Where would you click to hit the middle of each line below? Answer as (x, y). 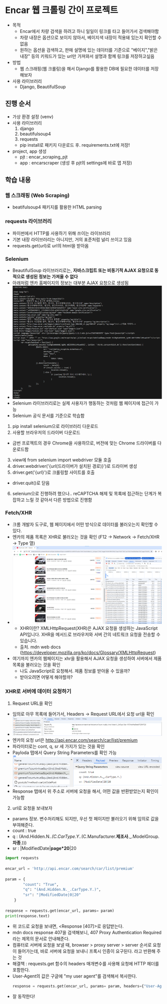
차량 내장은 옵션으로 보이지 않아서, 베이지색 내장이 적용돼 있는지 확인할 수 (91, 37)
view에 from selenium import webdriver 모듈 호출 (62, 460)
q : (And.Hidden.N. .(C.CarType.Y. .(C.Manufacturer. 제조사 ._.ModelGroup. (86, 836)
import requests (22, 858)
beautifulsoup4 (35, 134)
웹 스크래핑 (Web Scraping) (37, 196)
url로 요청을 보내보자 (32, 808)
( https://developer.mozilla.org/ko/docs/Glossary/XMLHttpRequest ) (88, 653)
